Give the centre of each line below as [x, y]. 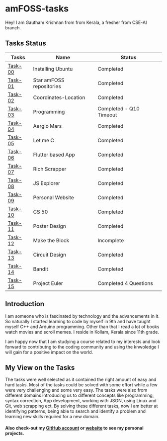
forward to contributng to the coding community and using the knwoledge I [82, 347]
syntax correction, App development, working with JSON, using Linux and [81, 401]
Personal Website [53, 197]
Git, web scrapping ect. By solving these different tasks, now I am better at [82, 406]
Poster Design [49, 226]
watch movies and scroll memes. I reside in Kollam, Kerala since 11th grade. [82, 332]
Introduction [25, 304]
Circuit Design [49, 255]
